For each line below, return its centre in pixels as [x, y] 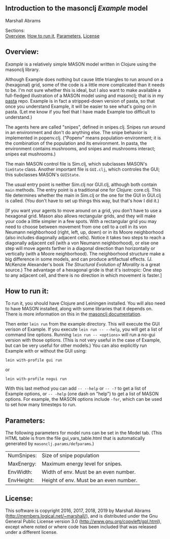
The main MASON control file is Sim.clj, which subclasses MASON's [76, 164]
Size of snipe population [71, 456]
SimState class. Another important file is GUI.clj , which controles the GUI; [82, 169]
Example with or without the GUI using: [46, 351]
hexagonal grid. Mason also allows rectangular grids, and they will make [81, 216]
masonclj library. [23, 69]
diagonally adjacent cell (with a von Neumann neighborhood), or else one [82, 243]
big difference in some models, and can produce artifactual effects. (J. [79, 259]
